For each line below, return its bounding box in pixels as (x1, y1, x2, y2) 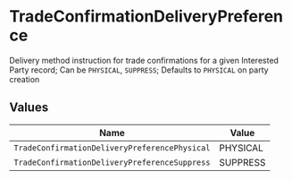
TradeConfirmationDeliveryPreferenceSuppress (13, 157, 211, 167)
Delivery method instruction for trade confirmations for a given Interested (9, 55, 279, 65)
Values (9, 100, 49, 116)
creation (9, 73, 40, 84)
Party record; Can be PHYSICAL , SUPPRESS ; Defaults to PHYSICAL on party (9, 64, 270, 75)
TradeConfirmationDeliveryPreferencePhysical (13, 142, 211, 153)
